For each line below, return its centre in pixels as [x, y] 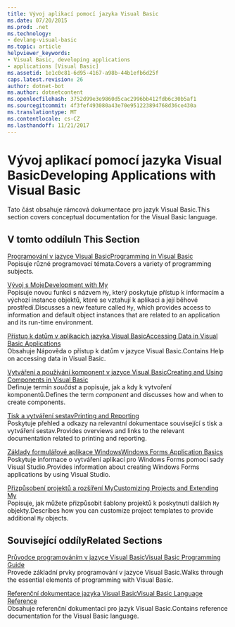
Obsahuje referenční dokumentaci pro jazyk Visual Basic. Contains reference [118, 609]
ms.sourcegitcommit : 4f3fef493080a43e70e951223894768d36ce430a [102, 106]
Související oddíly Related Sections [85, 540]
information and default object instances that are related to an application [114, 315]
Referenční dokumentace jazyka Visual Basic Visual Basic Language [105, 594]
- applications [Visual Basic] [53, 66]
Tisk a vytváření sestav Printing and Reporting [73, 416]
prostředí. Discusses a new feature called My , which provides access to [109, 308]
